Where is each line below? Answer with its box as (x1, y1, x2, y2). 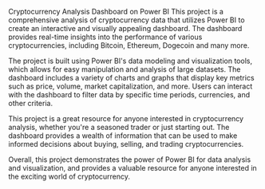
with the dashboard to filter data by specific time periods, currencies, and (8, 90, 251, 99)
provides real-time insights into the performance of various (8, 32, 203, 41)
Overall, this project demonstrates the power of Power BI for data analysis (8, 155, 251, 164)
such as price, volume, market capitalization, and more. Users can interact (8, 81, 253, 91)
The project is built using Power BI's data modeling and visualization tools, (8, 56, 253, 65)
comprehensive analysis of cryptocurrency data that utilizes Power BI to (8, 15, 245, 25)
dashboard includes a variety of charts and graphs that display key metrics (8, 73, 255, 82)
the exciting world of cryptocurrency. (8, 171, 130, 181)
